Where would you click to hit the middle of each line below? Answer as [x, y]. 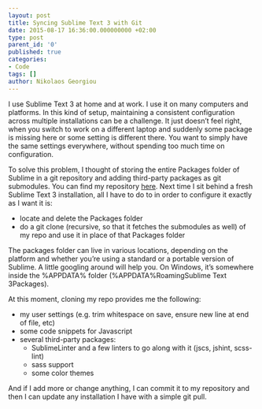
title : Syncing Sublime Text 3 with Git [76, 23]
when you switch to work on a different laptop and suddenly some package [130, 129]
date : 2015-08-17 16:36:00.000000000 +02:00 [82, 30]
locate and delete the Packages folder [81, 218]
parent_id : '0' [33, 45]
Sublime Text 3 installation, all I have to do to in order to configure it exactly [130, 195]
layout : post [30, 15]
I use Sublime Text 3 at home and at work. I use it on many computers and [128, 104]
